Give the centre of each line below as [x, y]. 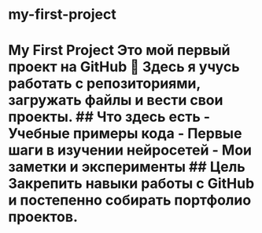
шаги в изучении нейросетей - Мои [130, 150]
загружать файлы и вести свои [116, 100]
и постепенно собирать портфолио [130, 200]
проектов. [43, 217]
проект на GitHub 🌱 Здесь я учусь [124, 67]
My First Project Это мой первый [119, 51]
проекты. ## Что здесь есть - [109, 117]
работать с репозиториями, [104, 84]
